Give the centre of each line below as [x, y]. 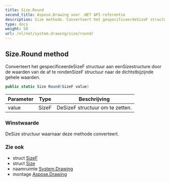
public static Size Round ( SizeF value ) [47, 86]
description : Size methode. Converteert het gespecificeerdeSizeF [77, 19]
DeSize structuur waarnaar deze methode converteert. [62, 134]
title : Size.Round [25, 10]
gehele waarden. [23, 77]
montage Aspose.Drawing [40, 174]
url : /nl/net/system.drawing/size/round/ [50, 34]
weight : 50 [17, 29]
